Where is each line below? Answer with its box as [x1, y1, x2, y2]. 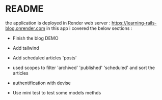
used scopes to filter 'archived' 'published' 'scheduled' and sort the [12, 64, 155, 71]
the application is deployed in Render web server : [5, 20, 111, 26]
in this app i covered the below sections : [46, 25, 132, 31]
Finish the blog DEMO [12, 35, 59, 41]
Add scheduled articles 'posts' [12, 54, 77, 61]
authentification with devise [12, 80, 71, 86]
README [5, 3, 44, 15]
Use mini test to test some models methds [12, 89, 101, 95]
